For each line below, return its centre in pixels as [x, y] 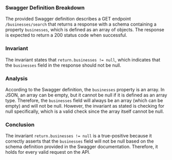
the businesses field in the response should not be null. [63, 65]
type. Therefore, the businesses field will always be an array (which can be [84, 100]
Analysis [17, 78]
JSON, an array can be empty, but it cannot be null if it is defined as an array [86, 95]
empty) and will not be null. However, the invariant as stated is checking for [85, 106]
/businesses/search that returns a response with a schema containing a [81, 24]
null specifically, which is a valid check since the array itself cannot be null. [85, 111]
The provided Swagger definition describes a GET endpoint [68, 19]
